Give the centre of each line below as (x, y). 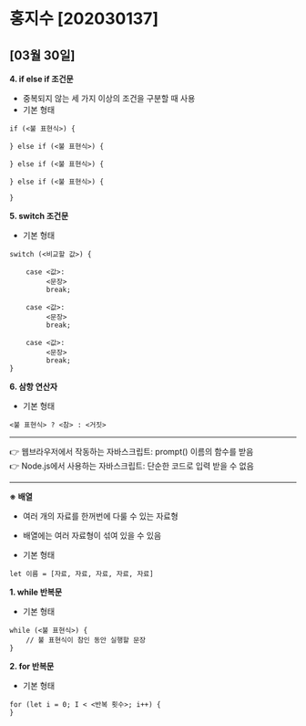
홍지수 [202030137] (84, 19)
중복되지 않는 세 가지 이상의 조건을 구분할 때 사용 (109, 98)
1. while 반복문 (36, 592)
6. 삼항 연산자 (33, 386)
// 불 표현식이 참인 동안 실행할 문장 (86, 640)
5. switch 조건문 (39, 216)
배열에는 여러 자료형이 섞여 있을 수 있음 (92, 536)
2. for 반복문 (32, 666)
